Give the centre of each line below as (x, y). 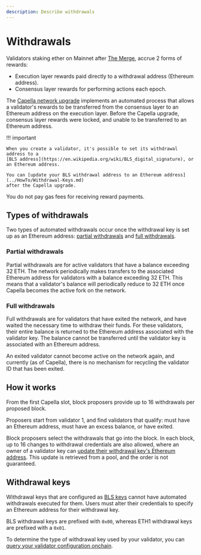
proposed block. (26, 408)
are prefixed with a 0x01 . (36, 527)
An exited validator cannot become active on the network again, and (90, 356)
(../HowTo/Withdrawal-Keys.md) (45, 180)
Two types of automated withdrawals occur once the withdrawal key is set (98, 230)
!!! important (21, 137)
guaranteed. (21, 463)
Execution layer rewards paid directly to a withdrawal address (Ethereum (104, 76)
